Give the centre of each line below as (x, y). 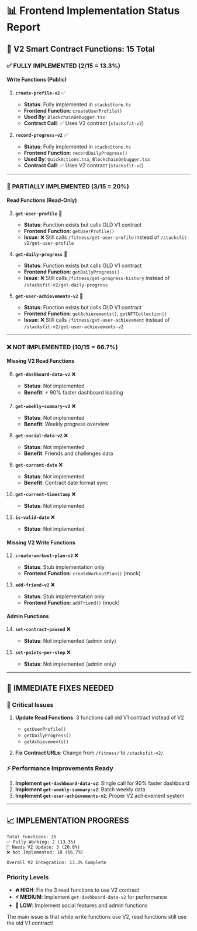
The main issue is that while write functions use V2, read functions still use (96, 917)
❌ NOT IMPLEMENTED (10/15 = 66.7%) (63, 347)
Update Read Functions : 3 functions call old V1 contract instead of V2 (100, 718)
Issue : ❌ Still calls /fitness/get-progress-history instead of (97, 278)
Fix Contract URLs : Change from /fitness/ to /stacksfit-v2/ (89, 753)
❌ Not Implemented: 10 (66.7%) (45, 852)
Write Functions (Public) (37, 80)
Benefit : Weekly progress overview (66, 424)
